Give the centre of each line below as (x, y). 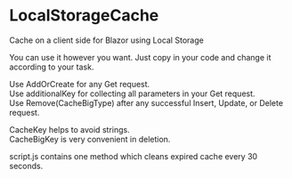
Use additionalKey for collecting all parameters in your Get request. (132, 93)
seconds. (26, 166)
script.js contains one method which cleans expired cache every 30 (134, 156)
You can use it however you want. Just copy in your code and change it (140, 57)
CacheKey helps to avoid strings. (70, 129)
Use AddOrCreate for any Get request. (80, 84)
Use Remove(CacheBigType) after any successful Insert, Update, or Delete (146, 102)
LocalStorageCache (84, 16)
